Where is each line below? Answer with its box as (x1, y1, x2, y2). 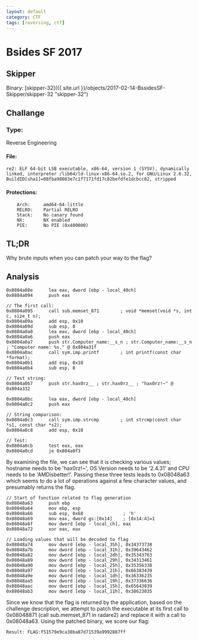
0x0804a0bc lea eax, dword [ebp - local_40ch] (6, 396, 136, 402)
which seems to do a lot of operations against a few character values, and (6, 478, 187, 485)
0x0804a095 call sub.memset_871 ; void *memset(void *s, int (6, 308, 193, 314)
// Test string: (6, 376, 46, 382)
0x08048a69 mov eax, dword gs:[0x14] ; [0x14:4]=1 (6, 516, 155, 522)
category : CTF (6, 14, 41, 20)
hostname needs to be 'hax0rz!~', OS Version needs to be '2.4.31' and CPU (6, 465, 190, 472)
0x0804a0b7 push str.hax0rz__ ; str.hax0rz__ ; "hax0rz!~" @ (6, 380, 174, 387)
